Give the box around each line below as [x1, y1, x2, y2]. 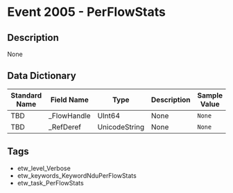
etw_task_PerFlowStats [17, 178, 85, 187]
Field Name [50, 95, 89, 104]
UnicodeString [97, 122, 145, 131]
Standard [10, 91, 42, 100]
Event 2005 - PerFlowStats [7, 4, 166, 20]
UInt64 [97, 111, 120, 120]
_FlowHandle [48, 111, 92, 120]
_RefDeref [48, 122, 82, 131]
